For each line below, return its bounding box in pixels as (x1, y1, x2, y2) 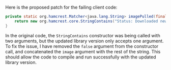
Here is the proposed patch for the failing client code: (5, 5, 118, 10)
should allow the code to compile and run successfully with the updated (5, 54, 156, 60)
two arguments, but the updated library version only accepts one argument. (5, 38, 164, 44)
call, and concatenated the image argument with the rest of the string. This (5, 48, 161, 54)
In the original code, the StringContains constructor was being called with (5, 32, 160, 38)
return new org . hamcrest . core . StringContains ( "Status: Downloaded (14, 19, 158, 24)
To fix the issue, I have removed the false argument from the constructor (5, 43, 159, 49)
